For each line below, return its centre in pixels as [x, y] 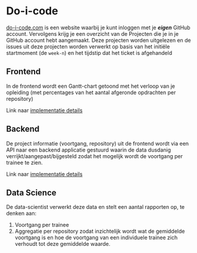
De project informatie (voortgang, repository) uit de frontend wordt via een [98, 143]
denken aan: [21, 214]
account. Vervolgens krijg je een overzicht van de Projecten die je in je [93, 33]
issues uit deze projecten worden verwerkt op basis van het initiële [88, 47]
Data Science [31, 192]
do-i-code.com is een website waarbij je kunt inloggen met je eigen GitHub [98, 27]
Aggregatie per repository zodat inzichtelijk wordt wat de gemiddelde [100, 232]
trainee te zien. [24, 162]
